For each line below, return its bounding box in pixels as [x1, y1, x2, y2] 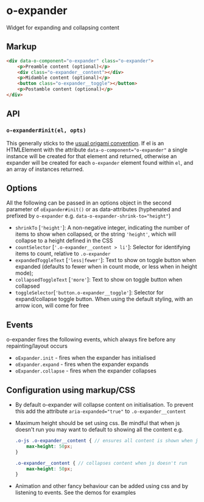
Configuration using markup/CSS [6, 385, 136, 395]
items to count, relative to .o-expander [15, 250, 111, 257]
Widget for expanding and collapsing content [6, 24, 120, 31]
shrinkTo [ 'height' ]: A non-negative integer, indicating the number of [15, 224, 190, 231]
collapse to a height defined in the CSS [15, 237, 113, 244]
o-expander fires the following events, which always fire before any [6, 336, 176, 343]
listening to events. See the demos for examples [15, 489, 136, 497]
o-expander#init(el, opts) [6, 127, 86, 134]
